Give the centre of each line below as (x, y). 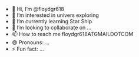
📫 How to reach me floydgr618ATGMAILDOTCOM (72, 34)
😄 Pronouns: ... (31, 42)
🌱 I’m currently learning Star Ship (52, 21)
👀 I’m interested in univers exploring (55, 15)
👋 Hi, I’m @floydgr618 (38, 9)
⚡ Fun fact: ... (28, 49)
